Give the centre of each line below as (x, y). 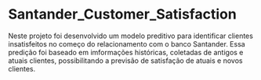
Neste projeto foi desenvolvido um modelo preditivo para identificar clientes (130, 36)
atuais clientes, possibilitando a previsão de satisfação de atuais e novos (125, 61)
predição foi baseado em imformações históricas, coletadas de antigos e (126, 52)
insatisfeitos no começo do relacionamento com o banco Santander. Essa (127, 43)
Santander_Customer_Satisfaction (122, 14)
